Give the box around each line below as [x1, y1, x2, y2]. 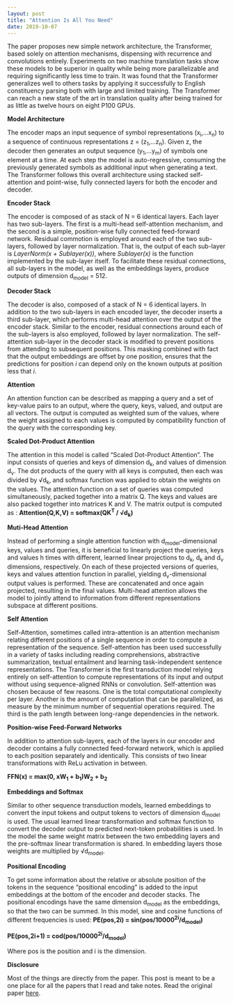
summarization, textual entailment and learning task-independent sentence [7, 658, 223, 666]
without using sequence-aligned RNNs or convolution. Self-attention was [7, 680, 217, 688]
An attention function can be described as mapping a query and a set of [7, 394, 214, 402]
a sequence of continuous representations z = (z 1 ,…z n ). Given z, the [7, 137, 202, 147]
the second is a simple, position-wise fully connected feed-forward [7, 227, 200, 235]
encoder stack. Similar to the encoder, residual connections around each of [7, 322, 223, 331]
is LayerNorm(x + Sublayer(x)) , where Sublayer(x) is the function [7, 249, 193, 258]
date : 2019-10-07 [7, 23, 58, 30]
